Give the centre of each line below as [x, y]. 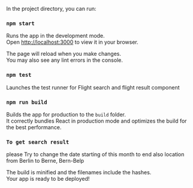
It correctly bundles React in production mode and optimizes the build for [96, 121]
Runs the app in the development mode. [55, 36]
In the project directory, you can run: [51, 9]
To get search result [38, 142]
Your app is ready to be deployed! [48, 179]
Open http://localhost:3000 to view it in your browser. [73, 42]
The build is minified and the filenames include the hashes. [79, 172]
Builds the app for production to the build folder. [66, 114]
